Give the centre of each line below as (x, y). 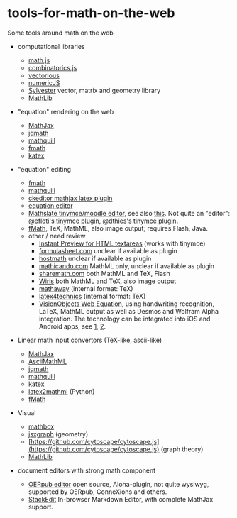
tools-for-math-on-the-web (91, 13)
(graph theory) (182, 449)
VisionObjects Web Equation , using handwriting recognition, (127, 304)
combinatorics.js (53, 67)
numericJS (44, 82)
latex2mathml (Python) (61, 391)
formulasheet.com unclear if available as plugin (108, 250)
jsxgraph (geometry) (58, 434)
